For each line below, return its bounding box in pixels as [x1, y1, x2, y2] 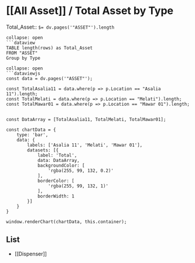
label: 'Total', [37, 152, 77, 158]
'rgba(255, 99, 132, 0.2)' [47, 168, 114, 174]
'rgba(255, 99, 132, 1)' [47, 183, 109, 189]
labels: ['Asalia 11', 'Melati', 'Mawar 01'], [27, 142, 143, 148]
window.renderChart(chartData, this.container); [6, 219, 127, 224]
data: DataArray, [37, 157, 80, 163]
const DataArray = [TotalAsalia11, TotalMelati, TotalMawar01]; [6, 116, 166, 122]
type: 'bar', [16, 131, 49, 138]
